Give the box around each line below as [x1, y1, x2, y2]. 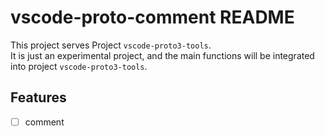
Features [10, 89, 67, 106]
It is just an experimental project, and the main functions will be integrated [10, 49, 315, 61]
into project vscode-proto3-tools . [10, 60, 148, 72]
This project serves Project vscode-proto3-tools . [10, 39, 212, 51]
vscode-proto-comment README [10, 6, 295, 29]
